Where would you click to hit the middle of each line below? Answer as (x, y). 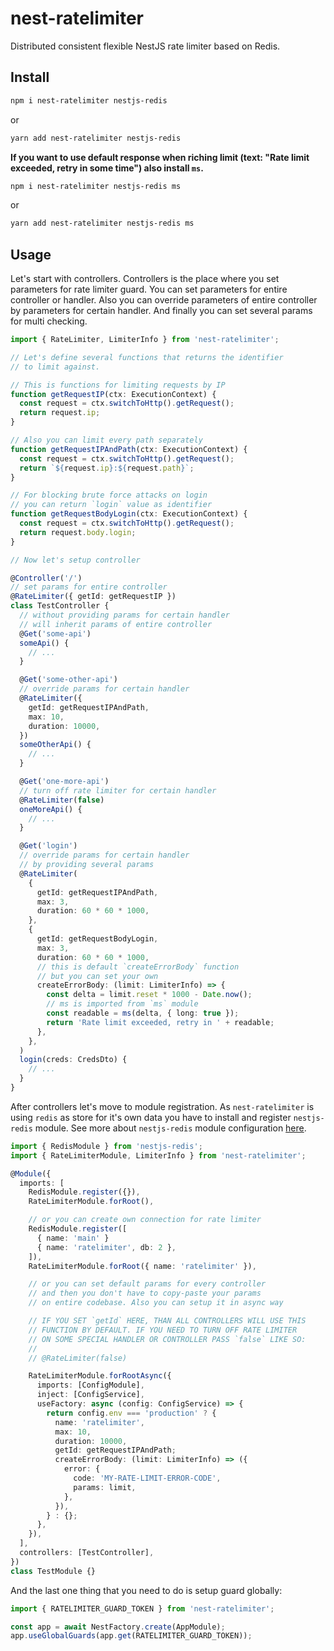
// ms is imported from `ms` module (122, 1004)
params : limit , (105, 1487)
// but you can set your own (97, 976)
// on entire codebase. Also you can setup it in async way (156, 1303)
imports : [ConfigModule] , (90, 1385)
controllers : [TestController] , (87, 1553)
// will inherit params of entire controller (116, 624)
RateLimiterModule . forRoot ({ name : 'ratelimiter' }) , (142, 1266)
